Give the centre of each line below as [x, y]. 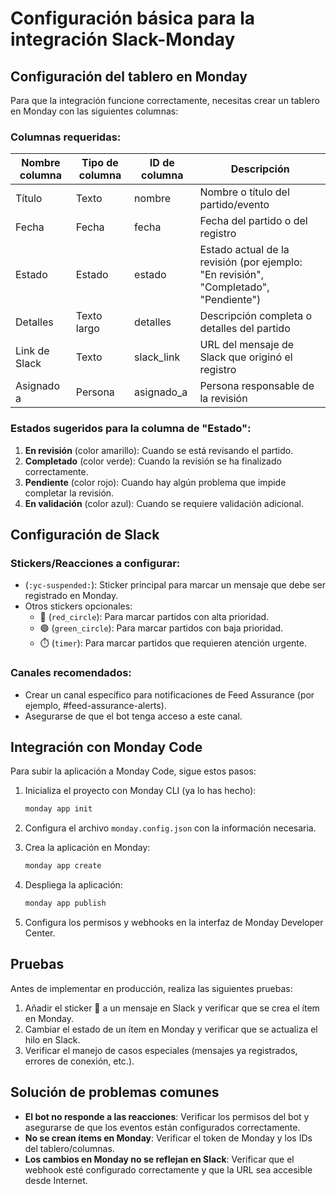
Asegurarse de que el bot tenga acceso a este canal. [133, 716]
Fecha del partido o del [253, 221]
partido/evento [234, 205]
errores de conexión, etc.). [79, 1061]
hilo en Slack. [52, 1039]
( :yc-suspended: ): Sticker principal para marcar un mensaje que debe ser [175, 585]
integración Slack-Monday [123, 39]
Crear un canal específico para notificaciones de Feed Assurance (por [169, 694]
